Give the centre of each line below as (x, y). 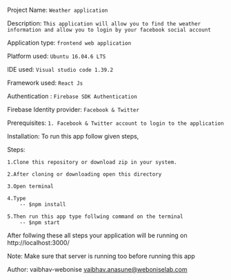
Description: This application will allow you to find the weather (104, 23)
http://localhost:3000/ (39, 243)
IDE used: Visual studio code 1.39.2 (60, 69)
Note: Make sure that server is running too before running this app (101, 256)
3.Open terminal (30, 186)
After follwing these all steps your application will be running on (97, 235)
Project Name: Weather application (58, 10)
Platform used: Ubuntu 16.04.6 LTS (57, 56)
